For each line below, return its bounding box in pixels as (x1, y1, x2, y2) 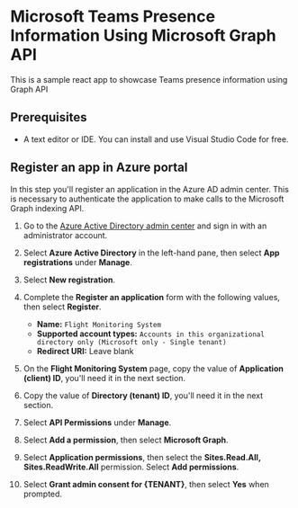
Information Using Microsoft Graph (10, 25, 277, 46)
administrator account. (23, 229, 108, 240)
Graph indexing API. (10, 202, 85, 213)
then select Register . (23, 301, 102, 312)
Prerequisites (10, 110, 87, 125)
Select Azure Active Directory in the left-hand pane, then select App (23, 247, 280, 258)
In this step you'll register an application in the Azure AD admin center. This (10, 183, 289, 194)
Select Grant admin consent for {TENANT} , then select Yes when (23, 478, 269, 489)
